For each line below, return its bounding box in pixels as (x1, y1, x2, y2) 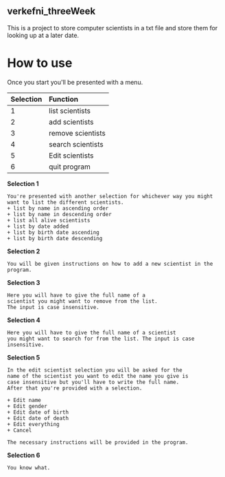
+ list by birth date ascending (7, 229, 99, 236)
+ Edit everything (7, 421, 60, 427)
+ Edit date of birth (7, 409, 69, 416)
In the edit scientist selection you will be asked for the (7, 366, 183, 374)
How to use (7, 55, 73, 71)
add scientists (49, 117, 94, 127)
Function (49, 94, 79, 104)
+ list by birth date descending (7, 235, 103, 242)
